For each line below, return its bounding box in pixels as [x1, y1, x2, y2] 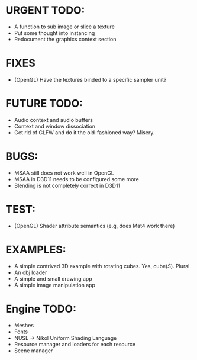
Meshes [14, 322, 34, 329]
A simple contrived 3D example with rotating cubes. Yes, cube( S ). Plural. [14, 262, 192, 269]
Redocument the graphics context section [14, 36, 117, 43]
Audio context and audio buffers [14, 116, 93, 123]
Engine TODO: [5, 302, 76, 316]
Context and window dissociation [14, 123, 96, 130]
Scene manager [14, 347, 53, 354]
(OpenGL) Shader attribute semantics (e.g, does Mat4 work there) [14, 222, 175, 229]
